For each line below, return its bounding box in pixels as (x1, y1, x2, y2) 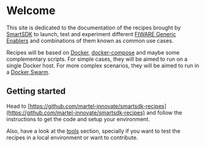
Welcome (6, 4, 56, 18)
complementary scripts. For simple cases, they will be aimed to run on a (6, 55, 188, 62)
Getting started (6, 86, 66, 97)
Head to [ (6, 102, 30, 110)
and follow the (146, 108, 182, 116)
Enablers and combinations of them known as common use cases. (6, 37, 174, 44)
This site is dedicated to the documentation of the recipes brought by (6, 24, 181, 31)
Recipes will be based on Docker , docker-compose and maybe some (6, 48, 180, 56)
